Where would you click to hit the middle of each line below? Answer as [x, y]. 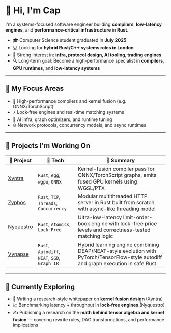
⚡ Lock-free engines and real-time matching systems [68, 112]
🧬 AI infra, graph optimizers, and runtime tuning [62, 119]
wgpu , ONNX [50, 181]
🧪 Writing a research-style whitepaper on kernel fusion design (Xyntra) [88, 299]
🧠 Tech [55, 160]
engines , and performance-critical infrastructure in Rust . [67, 29]
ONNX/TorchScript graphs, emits [117, 175]
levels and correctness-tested [114, 230]
